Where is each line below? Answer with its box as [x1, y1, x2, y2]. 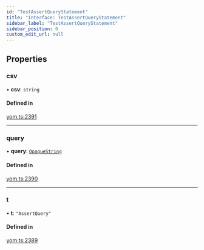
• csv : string [6, 85, 40, 93]
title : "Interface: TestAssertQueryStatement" [6, 15, 126, 21]
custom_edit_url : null [6, 31, 64, 38]
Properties [6, 54, 47, 64]
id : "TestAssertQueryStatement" [6, 8, 88, 15]
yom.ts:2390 [6, 175, 38, 182]
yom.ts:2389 [6, 237, 38, 244]
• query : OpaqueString [6, 148, 62, 155]
